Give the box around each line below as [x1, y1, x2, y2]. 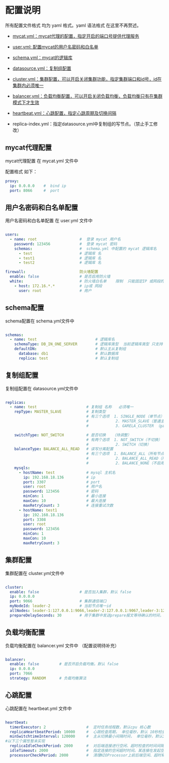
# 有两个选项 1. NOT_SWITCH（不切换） [86, 437, 162, 442]
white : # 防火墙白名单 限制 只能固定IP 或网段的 [10, 279, 164, 284]
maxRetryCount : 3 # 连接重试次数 [23, 503, 114, 508]
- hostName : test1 [18, 507, 57, 513]
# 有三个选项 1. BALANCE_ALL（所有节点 [86, 451, 164, 456]
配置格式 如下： [5, 168, 38, 174]
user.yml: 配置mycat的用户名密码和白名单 [12, 43, 99, 50]
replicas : [5, 400, 26, 405]
